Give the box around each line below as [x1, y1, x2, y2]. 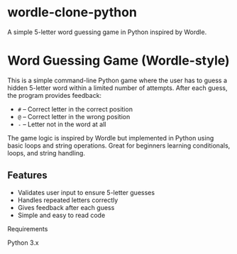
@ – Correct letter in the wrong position [17, 112, 131, 121]
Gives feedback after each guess [17, 203, 115, 211]
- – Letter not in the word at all [17, 120, 106, 128]
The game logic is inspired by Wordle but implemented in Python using [7, 133, 214, 142]
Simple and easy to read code [17, 211, 106, 219]
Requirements [7, 224, 48, 233]
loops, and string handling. [7, 148, 85, 157]
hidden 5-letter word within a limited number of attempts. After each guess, [7, 83, 228, 92]
